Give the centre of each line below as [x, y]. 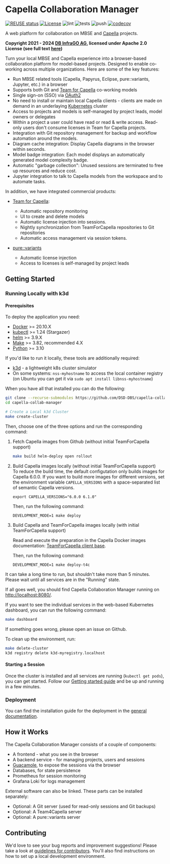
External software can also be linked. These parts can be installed [74, 791]
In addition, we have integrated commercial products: [61, 191]
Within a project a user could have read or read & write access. [78, 122]
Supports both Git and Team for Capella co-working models [75, 89]
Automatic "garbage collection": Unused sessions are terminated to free [88, 165]
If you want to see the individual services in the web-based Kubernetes [79, 604]
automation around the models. [45, 138]
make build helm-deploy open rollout [52, 456]
